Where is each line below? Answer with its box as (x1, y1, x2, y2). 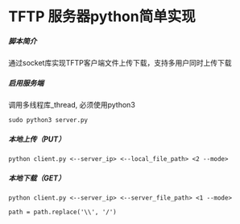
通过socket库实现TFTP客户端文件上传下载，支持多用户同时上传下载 (8, 58, 232, 68)
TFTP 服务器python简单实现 (8, 7, 196, 26)
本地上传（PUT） (8, 134, 66, 144)
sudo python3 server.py (8, 116, 89, 125)
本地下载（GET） (8, 173, 66, 183)
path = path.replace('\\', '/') (8, 208, 117, 217)
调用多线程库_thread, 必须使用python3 (8, 100, 135, 110)
